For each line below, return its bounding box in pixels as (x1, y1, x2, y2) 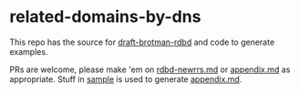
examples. (9, 46, 48, 57)
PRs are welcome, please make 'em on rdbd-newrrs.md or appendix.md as (9, 64, 291, 75)
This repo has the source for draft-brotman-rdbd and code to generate (9, 37, 275, 47)
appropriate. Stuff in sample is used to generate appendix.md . (9, 73, 242, 84)
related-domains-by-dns (9, 6, 201, 27)
